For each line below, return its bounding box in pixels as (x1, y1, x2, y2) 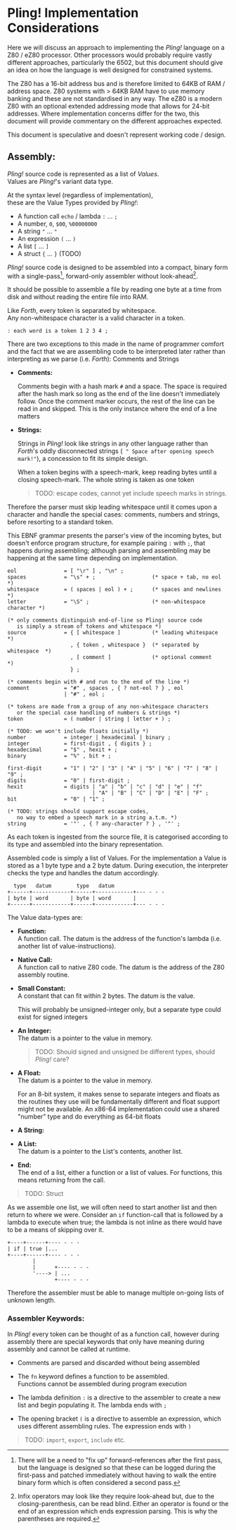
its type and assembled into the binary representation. (7, 840, 164, 849)
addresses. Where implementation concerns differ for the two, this (7, 109, 200, 118)
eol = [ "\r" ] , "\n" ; (7, 567, 124, 575)
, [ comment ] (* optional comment (70, 654, 212, 661)
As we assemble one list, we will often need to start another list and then (7, 1203, 217, 1211)
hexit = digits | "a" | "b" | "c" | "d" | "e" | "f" (7, 784, 202, 791)
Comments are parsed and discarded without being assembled (17, 1358, 200, 1366)
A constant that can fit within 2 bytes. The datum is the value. (17, 992, 195, 1000)
